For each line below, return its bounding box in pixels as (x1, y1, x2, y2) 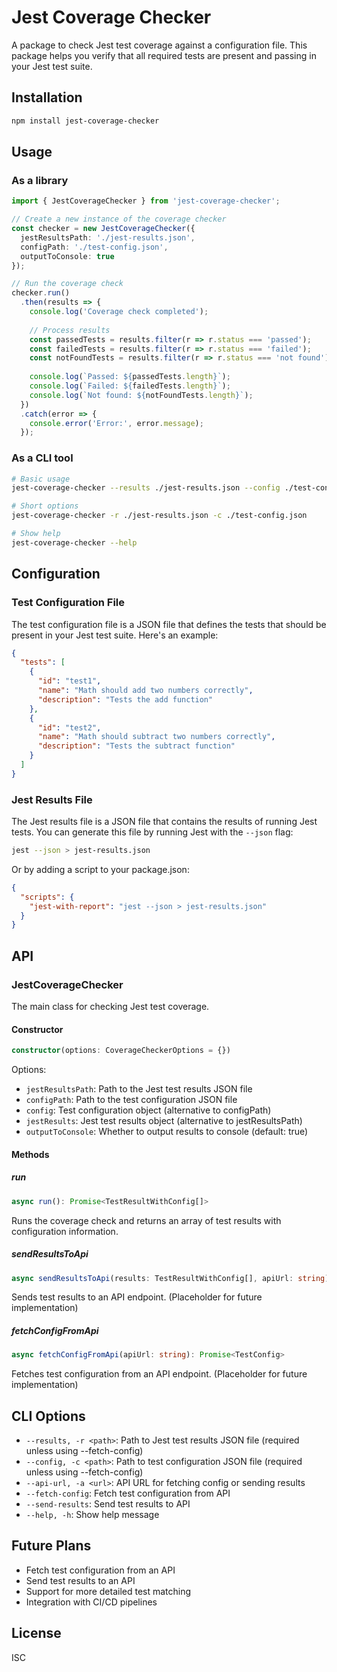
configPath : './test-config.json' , (20, 242, 169, 252)
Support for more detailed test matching (25, 1585, 192, 1597)
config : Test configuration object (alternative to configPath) (25, 1104, 272, 1116)
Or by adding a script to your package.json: (11, 863, 190, 875)
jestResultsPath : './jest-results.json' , (20, 232, 196, 243)
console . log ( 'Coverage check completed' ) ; (29, 307, 209, 317)
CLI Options (11, 1407, 86, 1425)
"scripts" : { (20, 892, 75, 902)
